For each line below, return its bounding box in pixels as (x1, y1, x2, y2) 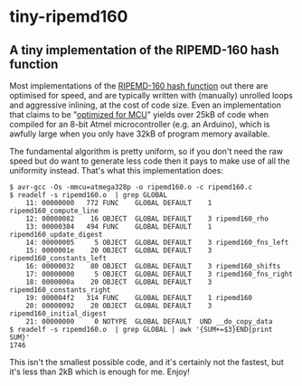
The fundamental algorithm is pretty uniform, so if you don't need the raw (9, 146, 283, 156)
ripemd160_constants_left (9, 254, 107, 263)
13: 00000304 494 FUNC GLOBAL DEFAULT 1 (25, 222, 212, 231)
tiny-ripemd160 (9, 6, 128, 27)
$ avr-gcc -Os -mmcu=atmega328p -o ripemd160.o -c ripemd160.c (9, 183, 253, 192)
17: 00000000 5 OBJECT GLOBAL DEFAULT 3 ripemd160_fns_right (25, 269, 294, 278)
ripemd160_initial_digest (9, 309, 107, 318)
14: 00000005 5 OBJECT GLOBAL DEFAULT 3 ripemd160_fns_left (25, 238, 289, 247)
